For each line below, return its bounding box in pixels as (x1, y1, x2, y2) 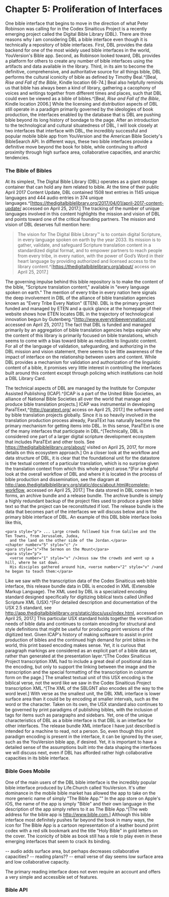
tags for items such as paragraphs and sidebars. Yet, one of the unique (5, 712, 152, 718)
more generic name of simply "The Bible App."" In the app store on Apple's (5, 795, 161, 801)
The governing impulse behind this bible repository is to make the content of (5, 279, 163, 285)
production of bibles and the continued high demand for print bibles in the (5, 637, 158, 643)
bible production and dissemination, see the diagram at (5, 477, 120, 483)
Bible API (5, 886, 28, 893)
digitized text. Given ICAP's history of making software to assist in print (5, 632, 152, 638)
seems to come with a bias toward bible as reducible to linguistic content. (5, 338, 157, 344)
